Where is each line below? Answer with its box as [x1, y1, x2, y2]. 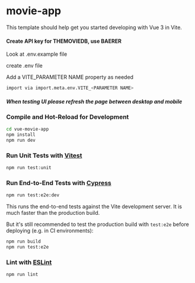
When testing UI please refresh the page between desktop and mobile [6, 98, 183, 105]
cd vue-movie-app [6, 126, 49, 132]
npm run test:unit [6, 165, 52, 171]
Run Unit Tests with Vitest [6, 151, 82, 160]
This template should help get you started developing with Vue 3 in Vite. [6, 24, 183, 31]
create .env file [6, 62, 43, 69]
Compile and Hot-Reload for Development [6, 113, 129, 121]
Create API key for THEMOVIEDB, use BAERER [6, 37, 122, 44]
